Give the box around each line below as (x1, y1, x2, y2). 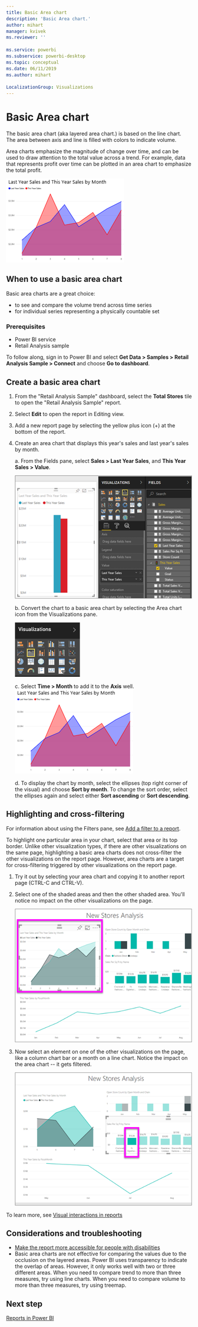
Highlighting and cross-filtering (6, 809, 125, 819)
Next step (6, 1299, 43, 1309)
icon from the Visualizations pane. (14, 611, 98, 618)
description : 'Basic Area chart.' (6, 15, 91, 22)
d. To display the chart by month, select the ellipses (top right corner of (14, 779, 188, 786)
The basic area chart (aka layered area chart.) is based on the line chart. (6, 130, 181, 137)
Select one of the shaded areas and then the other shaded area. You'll (14, 890, 185, 898)
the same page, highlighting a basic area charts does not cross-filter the (6, 849, 181, 856)
